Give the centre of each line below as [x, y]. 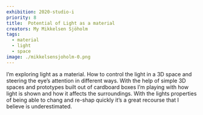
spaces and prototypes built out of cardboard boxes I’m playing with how [98, 87]
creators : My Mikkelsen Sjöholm [47, 29]
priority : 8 [21, 18]
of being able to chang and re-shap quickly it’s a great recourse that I [93, 100]
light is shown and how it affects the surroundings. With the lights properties [101, 93]
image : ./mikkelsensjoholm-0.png [48, 57]
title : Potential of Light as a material [61, 23]
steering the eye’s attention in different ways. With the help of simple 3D [96, 80]
